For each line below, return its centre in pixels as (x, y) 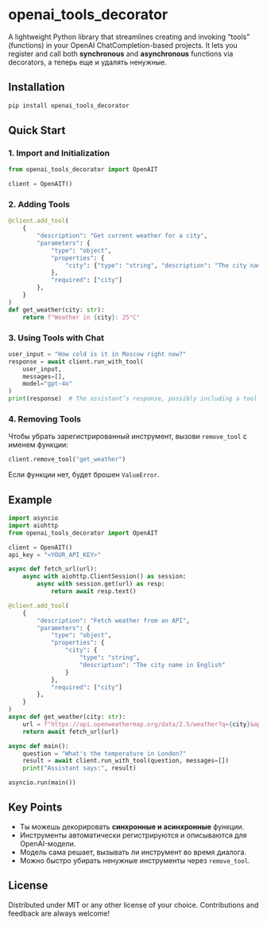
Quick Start (37, 130)
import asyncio (33, 518)
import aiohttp (33, 525)
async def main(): (39, 746)
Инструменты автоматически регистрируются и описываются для (133, 835)
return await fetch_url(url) (71, 732)
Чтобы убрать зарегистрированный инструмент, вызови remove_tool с (128, 437)
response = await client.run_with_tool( (76, 361)
